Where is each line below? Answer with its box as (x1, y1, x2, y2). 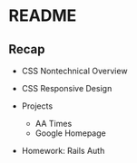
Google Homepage (34, 128, 106, 139)
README (8, 5, 77, 26)
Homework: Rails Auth (21, 146, 105, 156)
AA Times (34, 119, 73, 129)
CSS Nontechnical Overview (21, 65, 128, 76)
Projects (21, 101, 54, 111)
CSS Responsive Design (21, 83, 113, 93)
